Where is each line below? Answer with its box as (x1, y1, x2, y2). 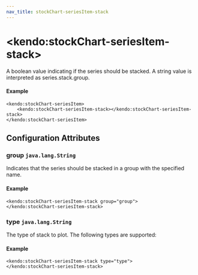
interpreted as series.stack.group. (6, 73, 90, 81)
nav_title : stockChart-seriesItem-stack (6, 8, 109, 15)
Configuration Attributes (6, 133, 100, 143)
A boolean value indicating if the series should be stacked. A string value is (6, 67, 192, 75)
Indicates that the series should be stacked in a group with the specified (6, 165, 185, 172)
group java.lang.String (6, 151, 76, 159)
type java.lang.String (6, 217, 72, 226)
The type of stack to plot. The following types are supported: (6, 231, 157, 238)
